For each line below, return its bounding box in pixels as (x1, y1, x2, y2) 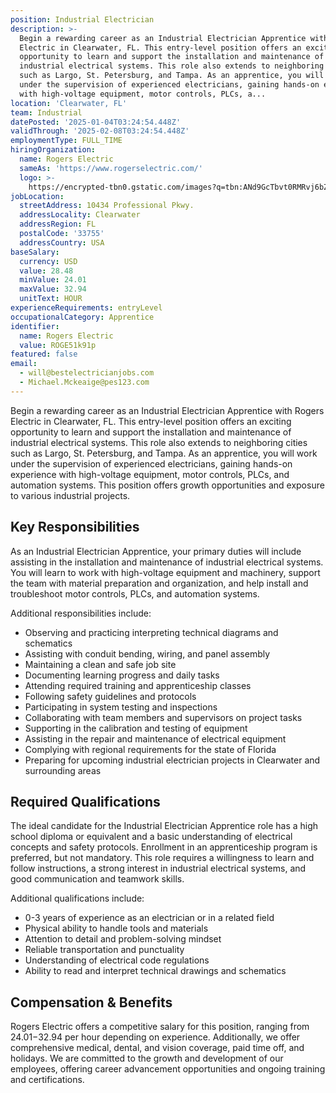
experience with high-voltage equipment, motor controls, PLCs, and (10, 468, 290, 480)
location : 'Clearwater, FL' (10, 98, 128, 108)
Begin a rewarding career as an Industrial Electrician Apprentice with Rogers (10, 404, 325, 416)
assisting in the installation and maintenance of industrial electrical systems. (10, 556, 324, 568)
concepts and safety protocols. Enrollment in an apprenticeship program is (10, 841, 318, 853)
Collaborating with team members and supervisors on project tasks (24, 711, 303, 723)
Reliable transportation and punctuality (24, 944, 185, 956)
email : (10, 359, 38, 369)
